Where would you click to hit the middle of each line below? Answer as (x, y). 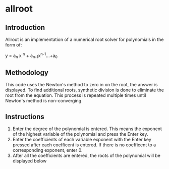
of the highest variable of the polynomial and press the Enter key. (80, 134)
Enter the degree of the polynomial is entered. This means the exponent (87, 129)
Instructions (25, 117)
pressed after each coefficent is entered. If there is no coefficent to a (84, 145)
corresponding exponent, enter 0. (47, 150)
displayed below (30, 161)
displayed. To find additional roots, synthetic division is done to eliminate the (84, 90)
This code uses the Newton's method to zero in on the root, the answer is (81, 85)
